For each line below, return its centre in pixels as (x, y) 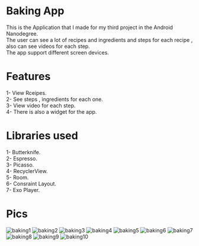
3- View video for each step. (41, 106)
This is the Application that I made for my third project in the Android (90, 27)
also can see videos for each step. (48, 46)
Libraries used (42, 136)
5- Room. (17, 177)
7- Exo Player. (23, 190)
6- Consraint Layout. (31, 183)
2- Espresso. (22, 158)
